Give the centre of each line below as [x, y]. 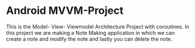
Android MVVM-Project [65, 11]
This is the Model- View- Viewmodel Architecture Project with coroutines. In [98, 27]
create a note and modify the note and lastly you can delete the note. [89, 39]
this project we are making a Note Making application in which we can [90, 32]
